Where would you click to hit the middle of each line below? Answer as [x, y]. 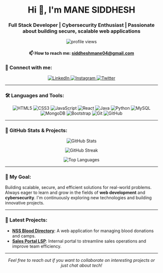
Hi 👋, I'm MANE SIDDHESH [81, 10]
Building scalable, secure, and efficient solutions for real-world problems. [78, 188]
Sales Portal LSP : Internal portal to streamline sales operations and [79, 241]
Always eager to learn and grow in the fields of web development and [75, 193]
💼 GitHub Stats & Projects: [36, 130]
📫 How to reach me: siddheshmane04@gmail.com [81, 53]
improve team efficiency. [37, 246]
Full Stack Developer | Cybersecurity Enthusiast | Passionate [81, 25]
